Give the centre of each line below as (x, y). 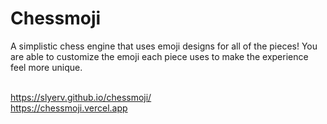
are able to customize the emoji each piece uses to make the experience (159, 56)
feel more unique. (46, 67)
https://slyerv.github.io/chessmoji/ (81, 97)
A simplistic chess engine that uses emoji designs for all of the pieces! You (164, 46)
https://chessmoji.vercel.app (69, 108)
